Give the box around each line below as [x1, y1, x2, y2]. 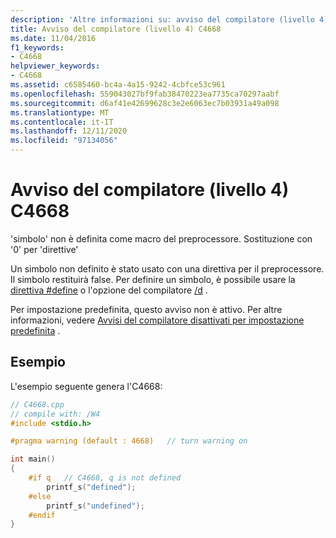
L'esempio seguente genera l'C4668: [10, 380, 163, 392]
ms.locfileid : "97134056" [10, 136, 118, 146]
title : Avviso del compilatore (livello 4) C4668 [10, 24, 222, 34]
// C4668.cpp [10, 399, 65, 410]
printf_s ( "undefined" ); [46, 501, 145, 511]
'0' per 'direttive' [10, 243, 79, 255]
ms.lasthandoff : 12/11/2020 [10, 126, 128, 136]
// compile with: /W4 [10, 409, 101, 419]
